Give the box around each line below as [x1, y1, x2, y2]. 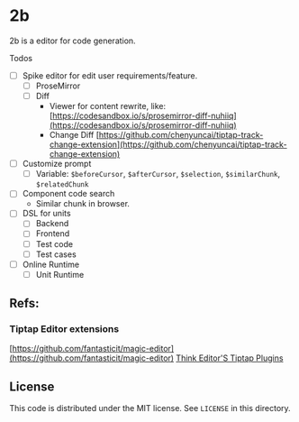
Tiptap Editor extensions [9, 323, 120, 335]
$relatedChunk [35, 180, 89, 189]
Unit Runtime [35, 269, 85, 280]
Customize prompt [22, 159, 92, 170]
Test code [35, 238, 74, 249]
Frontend [35, 228, 70, 239]
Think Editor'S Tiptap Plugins [175, 353, 284, 363]
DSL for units [22, 208, 71, 219]
